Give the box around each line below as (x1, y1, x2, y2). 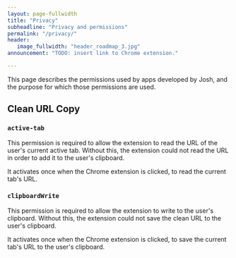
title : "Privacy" (7, 17, 59, 24)
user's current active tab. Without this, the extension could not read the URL (7, 146, 229, 154)
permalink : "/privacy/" (7, 30, 78, 37)
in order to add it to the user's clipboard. (7, 153, 125, 162)
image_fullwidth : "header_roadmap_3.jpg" (16, 43, 141, 50)
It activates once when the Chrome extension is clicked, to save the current (7, 235, 227, 243)
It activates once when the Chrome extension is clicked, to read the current (7, 167, 226, 176)
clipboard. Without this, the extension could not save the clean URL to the (7, 214, 222, 222)
